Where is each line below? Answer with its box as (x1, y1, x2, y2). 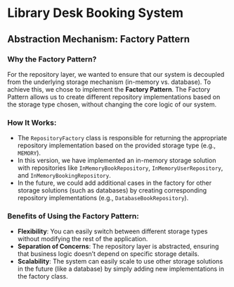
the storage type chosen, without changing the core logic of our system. (7, 100, 217, 109)
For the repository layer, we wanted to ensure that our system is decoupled (7, 70, 225, 78)
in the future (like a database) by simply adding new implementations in (17, 264, 225, 273)
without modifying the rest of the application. (17, 235, 148, 243)
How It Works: (7, 118, 57, 128)
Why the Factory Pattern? (7, 54, 97, 64)
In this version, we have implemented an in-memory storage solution (17, 157, 216, 165)
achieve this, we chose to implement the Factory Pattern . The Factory (7, 85, 211, 93)
